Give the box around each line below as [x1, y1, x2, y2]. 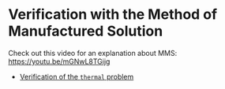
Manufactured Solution [8, 22, 163, 40]
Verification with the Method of [8, 6, 218, 24]
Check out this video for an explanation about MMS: [8, 48, 178, 57]
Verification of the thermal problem [19, 72, 134, 81]
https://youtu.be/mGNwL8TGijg [8, 57, 111, 66]
